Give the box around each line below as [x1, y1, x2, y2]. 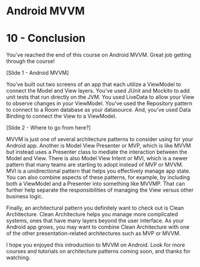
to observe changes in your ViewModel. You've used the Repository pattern [6, 100, 193, 107]
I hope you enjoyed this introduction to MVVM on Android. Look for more [6, 241, 185, 248]
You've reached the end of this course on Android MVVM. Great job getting [6, 51, 192, 59]
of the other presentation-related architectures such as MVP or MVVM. [6, 230, 181, 237]
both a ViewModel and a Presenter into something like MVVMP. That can [6, 180, 185, 188]
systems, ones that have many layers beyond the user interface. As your [6, 217, 184, 225]
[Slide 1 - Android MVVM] [6, 69, 69, 76]
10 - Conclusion [6, 32, 85, 45]
